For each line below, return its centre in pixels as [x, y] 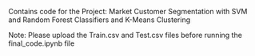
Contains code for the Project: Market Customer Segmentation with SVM [128, 11]
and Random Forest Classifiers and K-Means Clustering [100, 20]
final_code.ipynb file [42, 43]
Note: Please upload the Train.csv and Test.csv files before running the [125, 35]
